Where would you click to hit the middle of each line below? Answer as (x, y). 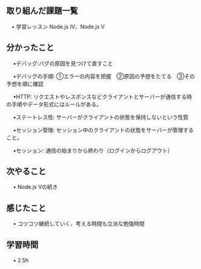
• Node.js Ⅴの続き (35, 187)
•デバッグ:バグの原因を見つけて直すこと (63, 63)
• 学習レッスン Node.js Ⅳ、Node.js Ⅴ (58, 27)
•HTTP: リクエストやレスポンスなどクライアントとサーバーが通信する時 (103, 96)
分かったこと (30, 48)
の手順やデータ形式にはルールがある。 (54, 104)
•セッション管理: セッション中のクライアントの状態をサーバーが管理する (104, 130)
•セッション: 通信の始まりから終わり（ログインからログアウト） (93, 150)
